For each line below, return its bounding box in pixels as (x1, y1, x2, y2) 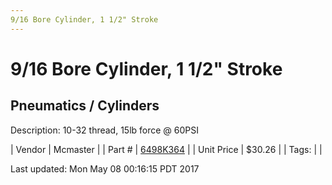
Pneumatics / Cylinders (10, 97, 160, 115)
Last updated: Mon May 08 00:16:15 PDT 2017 (10, 162, 200, 175)
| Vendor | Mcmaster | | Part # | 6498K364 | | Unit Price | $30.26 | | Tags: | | (10, 143, 323, 155)
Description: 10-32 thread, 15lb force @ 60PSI (10, 124, 200, 136)
